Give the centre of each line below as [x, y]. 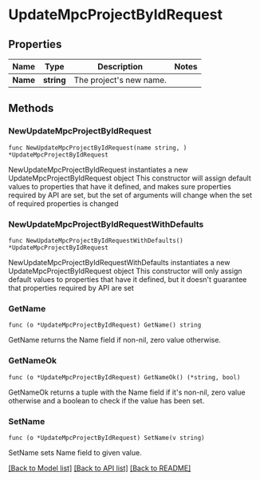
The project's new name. [120, 80]
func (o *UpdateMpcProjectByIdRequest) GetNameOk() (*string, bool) [124, 377]
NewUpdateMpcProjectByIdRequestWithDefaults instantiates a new [119, 262]
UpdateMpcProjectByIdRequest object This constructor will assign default [130, 178]
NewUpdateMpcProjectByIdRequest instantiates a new [98, 169]
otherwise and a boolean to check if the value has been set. [106, 400]
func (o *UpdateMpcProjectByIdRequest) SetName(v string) [106, 438]
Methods [31, 108]
